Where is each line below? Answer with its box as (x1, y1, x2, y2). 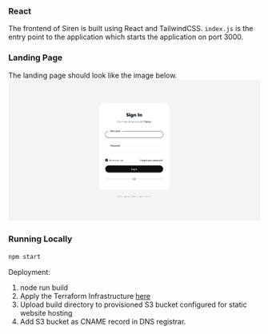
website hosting (19, 308, 73, 317)
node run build (19, 282, 69, 292)
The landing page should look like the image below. (8, 70, 178, 80)
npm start (8, 252, 42, 260)
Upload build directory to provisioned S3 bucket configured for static (19, 300, 247, 309)
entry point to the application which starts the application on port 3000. (8, 32, 244, 42)
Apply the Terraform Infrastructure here (19, 291, 150, 300)
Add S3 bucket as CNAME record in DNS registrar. (19, 316, 186, 326)
